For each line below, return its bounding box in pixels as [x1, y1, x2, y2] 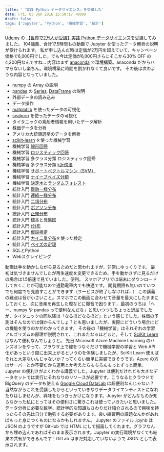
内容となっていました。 [13, 72, 61, 77]
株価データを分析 [12, 125, 47, 131]
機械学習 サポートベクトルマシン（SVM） [12, 168, 96, 174]
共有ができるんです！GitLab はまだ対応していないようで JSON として [13, 436, 153, 442]
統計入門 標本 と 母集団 [12, 217, 57, 223]
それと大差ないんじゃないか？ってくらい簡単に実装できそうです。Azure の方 [5, 356, 159, 362]
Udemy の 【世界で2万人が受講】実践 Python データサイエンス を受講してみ [5, 35, 157, 41]
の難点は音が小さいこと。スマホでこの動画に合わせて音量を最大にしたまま [5, 295, 155, 301]
